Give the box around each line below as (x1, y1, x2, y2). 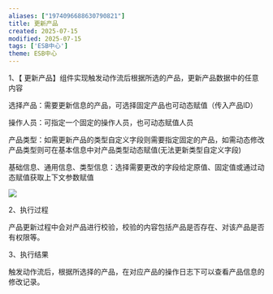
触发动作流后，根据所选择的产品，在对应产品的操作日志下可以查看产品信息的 (8, 267, 265, 276)
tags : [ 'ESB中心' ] (8, 42, 68, 50)
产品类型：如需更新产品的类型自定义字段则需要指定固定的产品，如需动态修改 (8, 135, 265, 145)
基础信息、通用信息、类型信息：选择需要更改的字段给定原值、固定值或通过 (8, 162, 258, 171)
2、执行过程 (8, 205, 49, 214)
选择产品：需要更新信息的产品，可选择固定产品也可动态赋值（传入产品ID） (8, 101, 258, 110)
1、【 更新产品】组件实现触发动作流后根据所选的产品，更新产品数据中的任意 (8, 73, 259, 82)
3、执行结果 (8, 249, 49, 259)
